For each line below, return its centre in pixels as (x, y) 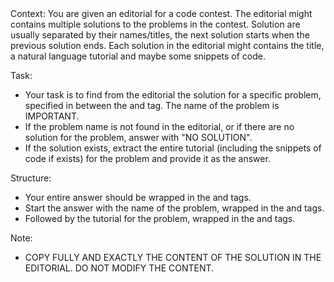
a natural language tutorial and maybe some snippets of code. (138, 56)
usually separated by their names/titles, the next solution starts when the (160, 35)
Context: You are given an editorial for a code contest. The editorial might (161, 13)
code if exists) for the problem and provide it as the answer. (147, 158)
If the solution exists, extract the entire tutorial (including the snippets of (173, 148)
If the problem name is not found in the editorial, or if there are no (159, 126)
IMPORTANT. (52, 116)
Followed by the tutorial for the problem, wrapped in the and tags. (160, 218)
